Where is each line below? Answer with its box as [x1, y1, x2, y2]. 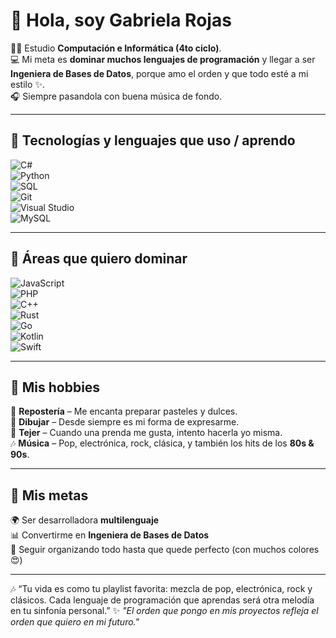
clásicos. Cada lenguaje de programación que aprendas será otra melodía [10, 594, 315, 606]
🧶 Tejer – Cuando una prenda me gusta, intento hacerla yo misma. [10, 427, 283, 439]
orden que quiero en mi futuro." [10, 616, 140, 628]
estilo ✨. [10, 78, 45, 90]
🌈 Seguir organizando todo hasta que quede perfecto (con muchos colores [10, 544, 320, 556]
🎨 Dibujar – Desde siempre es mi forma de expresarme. [10, 416, 240, 428]
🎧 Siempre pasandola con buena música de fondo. [10, 90, 223, 102]
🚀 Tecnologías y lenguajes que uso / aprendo [10, 132, 296, 149]
